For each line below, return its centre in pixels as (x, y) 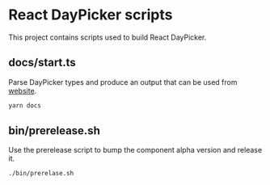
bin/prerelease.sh (55, 131)
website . (23, 90)
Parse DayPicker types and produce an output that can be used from (123, 82)
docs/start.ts (42, 63)
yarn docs (25, 105)
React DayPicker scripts (91, 15)
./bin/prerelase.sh (41, 174)
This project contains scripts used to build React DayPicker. (108, 37)
